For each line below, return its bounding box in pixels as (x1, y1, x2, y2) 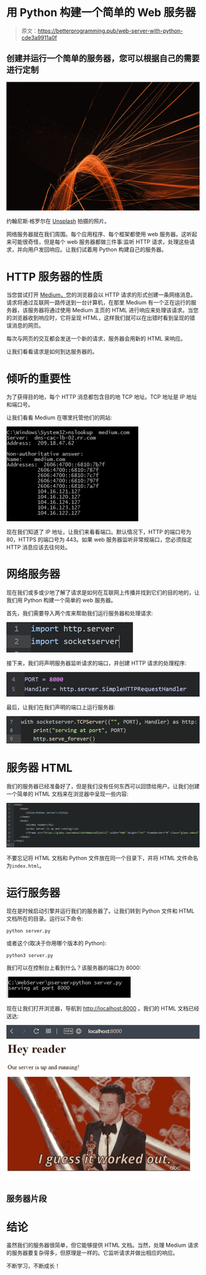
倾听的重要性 (6, 372, 72, 386)
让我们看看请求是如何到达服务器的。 (6, 348, 98, 355)
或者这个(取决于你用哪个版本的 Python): (6, 940, 107, 947)
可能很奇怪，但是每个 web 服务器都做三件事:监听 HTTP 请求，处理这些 (11, 238, 190, 246)
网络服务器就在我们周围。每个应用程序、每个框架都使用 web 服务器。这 (6, 231, 187, 238)
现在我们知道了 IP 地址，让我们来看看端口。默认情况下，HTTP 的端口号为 (6, 529, 191, 536)
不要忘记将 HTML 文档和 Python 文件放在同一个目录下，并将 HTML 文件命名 (6, 855, 199, 862)
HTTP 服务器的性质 (6, 269, 103, 284)
